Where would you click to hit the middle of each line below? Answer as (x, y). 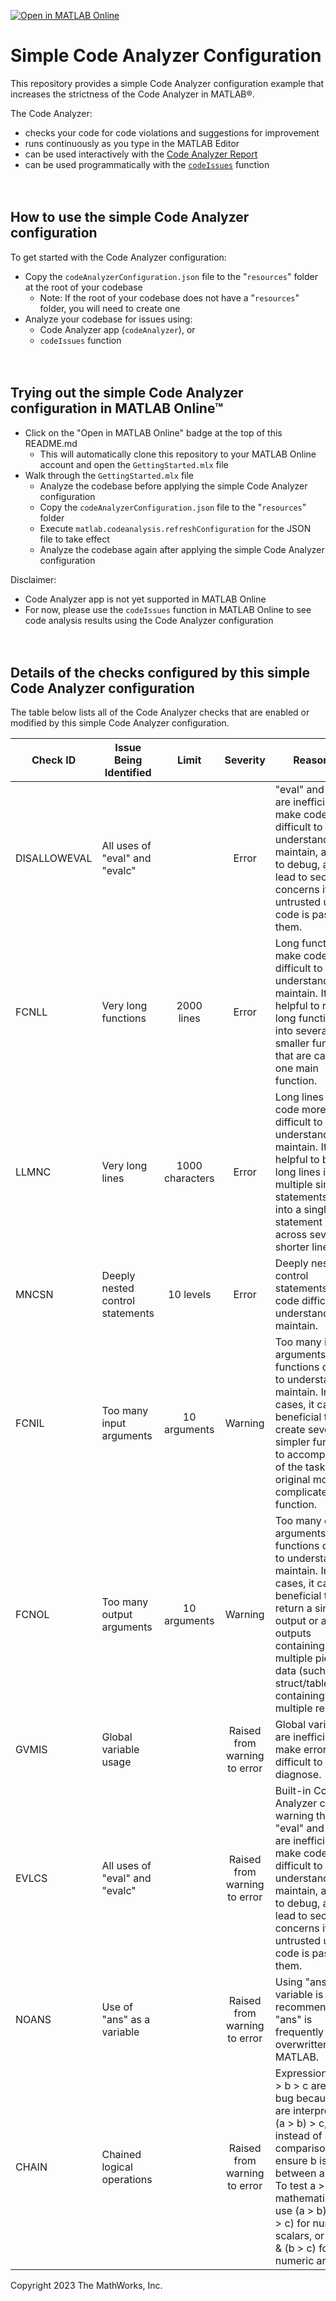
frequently (299, 2032)
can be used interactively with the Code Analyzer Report (141, 154)
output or (296, 1621)
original (292, 1480)
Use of (117, 2007)
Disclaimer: (33, 579)
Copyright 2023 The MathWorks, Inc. (86, 2286)
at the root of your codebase (83, 287)
